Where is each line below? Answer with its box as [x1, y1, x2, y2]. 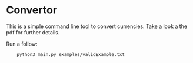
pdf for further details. [6, 29, 60, 36]
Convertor [6, 3, 58, 17]
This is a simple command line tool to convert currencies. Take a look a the [6, 23, 187, 30]
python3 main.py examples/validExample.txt [16, 51, 125, 57]
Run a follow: [6, 40, 38, 47]
